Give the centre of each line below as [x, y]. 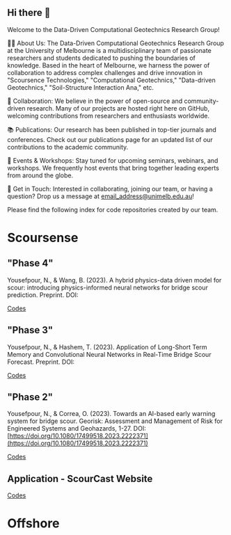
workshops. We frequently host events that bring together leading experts [113, 168]
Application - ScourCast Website [80, 478]
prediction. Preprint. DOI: [43, 295]
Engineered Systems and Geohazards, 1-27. [70, 429]
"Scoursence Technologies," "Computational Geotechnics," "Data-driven [111, 80]
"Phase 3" [30, 330]
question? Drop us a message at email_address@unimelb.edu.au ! [101, 196]
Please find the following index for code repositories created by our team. [113, 209]
